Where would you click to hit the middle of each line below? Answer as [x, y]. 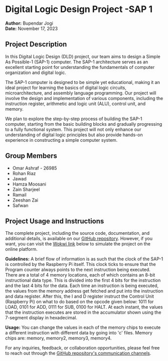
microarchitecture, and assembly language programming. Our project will [81, 93]
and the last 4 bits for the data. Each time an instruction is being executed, [82, 286]
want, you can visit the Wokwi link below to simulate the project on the [78, 244]
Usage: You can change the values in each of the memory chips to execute [83, 327]
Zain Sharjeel [26, 189]
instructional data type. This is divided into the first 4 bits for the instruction [83, 281]
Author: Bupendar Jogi [29, 23]
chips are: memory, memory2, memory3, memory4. [58, 338]
